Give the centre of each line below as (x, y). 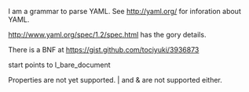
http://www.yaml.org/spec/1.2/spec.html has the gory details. (107, 35)
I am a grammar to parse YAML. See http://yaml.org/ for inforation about (124, 11)
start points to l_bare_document (60, 65)
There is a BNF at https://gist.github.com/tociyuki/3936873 (104, 50)
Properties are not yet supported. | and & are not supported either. (115, 80)
